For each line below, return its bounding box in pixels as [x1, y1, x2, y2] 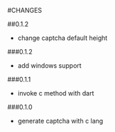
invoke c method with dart [17, 89, 94, 97]
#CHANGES [7, 6, 43, 14]
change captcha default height [17, 34, 108, 42]
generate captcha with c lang [17, 117, 104, 125]
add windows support [17, 61, 82, 70]
